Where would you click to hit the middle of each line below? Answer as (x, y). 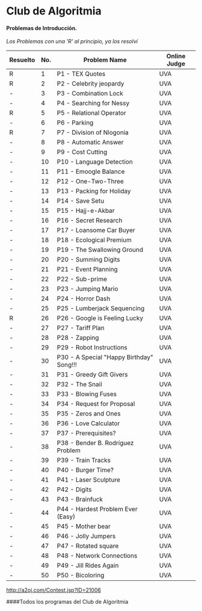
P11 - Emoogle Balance (91, 171)
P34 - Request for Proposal (96, 404)
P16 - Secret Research (90, 221)
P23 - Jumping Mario (87, 289)
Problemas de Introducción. (42, 28)
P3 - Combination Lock (90, 93)
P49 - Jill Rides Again (88, 565)
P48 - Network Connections (97, 556)
